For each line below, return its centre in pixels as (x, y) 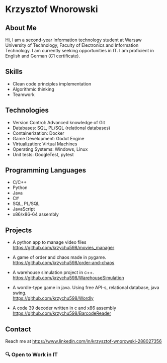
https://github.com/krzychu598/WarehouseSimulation (68, 278)
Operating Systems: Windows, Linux (50, 149)
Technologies (27, 110)
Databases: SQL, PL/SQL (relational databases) (61, 128)
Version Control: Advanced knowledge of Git (59, 122)
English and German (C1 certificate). (43, 56)
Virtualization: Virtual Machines (45, 144)
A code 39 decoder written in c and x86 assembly (64, 308)
